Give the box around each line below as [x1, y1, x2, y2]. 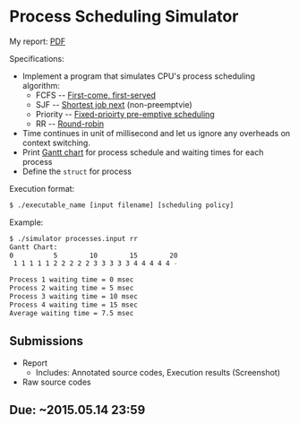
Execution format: [9, 183, 75, 194]
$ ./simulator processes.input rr [9, 234, 139, 243]
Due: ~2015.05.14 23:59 [9, 402, 146, 418]
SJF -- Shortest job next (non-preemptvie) [35, 99, 192, 109]
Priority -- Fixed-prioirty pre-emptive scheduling [35, 108, 215, 119]
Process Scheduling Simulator [9, 6, 239, 27]
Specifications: [9, 53, 64, 64]
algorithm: [21, 80, 60, 91]
